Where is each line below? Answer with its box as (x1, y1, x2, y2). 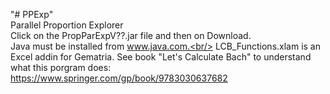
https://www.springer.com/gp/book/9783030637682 (10, 72, 228, 84)
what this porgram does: (10, 62, 112, 73)
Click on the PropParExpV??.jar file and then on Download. (10, 30, 252, 41)
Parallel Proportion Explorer (10, 19, 124, 31)
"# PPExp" (10, 9, 54, 20)
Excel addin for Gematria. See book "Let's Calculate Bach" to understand (10, 51, 312, 63)
